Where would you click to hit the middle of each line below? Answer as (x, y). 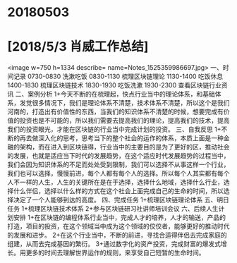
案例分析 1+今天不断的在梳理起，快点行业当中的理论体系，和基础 (121, 94)
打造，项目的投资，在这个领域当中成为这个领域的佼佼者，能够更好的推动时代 (119, 226)
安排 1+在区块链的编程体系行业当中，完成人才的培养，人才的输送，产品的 (119, 218)
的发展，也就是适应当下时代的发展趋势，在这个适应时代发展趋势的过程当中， (119, 156)
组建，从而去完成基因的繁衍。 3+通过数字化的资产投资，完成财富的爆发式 (114, 244)
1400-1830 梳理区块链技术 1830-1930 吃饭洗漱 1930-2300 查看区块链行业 (115, 85)
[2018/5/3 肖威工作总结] (78, 47)
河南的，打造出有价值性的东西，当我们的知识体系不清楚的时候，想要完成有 (115, 112)
